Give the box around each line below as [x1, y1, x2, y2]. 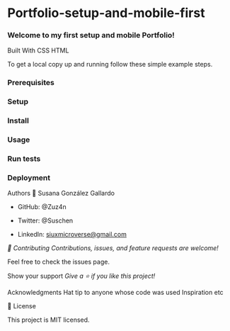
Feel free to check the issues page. [7, 257, 110, 267]
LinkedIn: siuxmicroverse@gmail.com [17, 230, 127, 239]
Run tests [7, 154, 41, 164]
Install [7, 116, 30, 125]
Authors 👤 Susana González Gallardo [7, 189, 115, 198]
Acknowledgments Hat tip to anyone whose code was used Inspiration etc [7, 288, 224, 297]
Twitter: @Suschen [17, 216, 74, 225]
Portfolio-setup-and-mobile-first [7, 5, 205, 21]
